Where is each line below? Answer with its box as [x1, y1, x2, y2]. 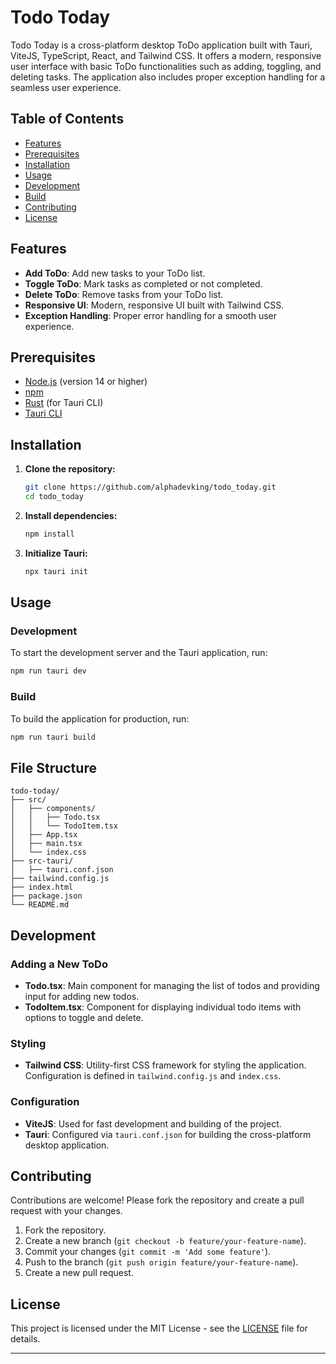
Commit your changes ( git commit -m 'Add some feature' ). [24, 1246, 272, 1258]
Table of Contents [10, 111, 125, 128]
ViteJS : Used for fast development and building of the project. [24, 1117, 282, 1130]
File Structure [10, 759, 97, 776]
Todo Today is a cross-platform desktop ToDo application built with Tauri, [10, 39, 313, 51]
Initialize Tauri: [24, 547, 88, 559]
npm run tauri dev [10, 666, 87, 676]
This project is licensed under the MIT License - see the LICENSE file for [10, 1322, 308, 1335]
